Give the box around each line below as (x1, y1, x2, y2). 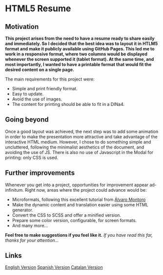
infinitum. (5, 187, 24, 193)
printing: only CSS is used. (5, 154, 59, 160)
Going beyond (5, 116, 49, 124)
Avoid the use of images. (12, 96, 62, 102)
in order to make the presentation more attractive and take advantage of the (5, 133, 158, 140)
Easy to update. (12, 91, 44, 97)
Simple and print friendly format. (12, 86, 78, 91)
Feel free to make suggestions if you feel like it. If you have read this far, (5, 232, 153, 238)
